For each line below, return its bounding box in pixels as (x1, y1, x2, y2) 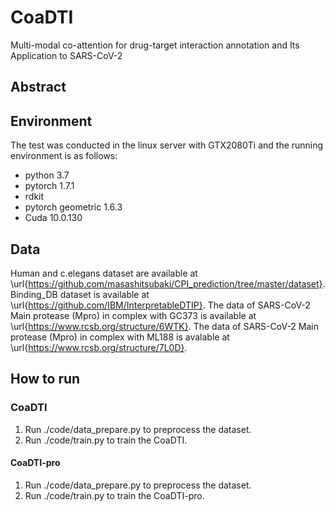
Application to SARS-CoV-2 (10, 49, 123, 61)
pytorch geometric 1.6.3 (24, 201, 123, 213)
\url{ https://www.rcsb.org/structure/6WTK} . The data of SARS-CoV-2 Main (10, 320, 319, 332)
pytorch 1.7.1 (24, 180, 75, 192)
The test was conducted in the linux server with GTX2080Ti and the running (10, 139, 324, 151)
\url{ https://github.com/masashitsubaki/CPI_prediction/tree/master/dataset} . (10, 277, 326, 290)
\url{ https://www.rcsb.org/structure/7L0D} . (10, 341, 188, 353)
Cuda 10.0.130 (24, 212, 83, 224)
